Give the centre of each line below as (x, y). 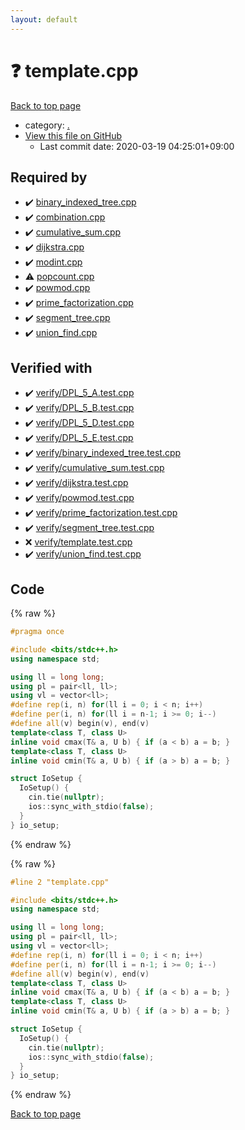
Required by (49, 177)
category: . (47, 125)
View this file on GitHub (73, 135)
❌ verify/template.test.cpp (78, 542)
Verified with (51, 367)
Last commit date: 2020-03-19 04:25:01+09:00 (137, 146)
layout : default (44, 19)
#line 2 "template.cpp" (60, 882)
